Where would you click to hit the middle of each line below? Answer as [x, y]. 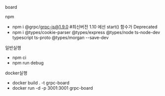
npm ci [19, 58]
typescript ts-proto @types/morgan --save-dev [60, 37]
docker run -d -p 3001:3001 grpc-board [52, 88]
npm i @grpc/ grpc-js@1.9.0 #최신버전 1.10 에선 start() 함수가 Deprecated [85, 27]
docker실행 [16, 73]
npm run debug [28, 63]
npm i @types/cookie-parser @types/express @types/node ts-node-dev [86, 32]
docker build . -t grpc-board [41, 83]
